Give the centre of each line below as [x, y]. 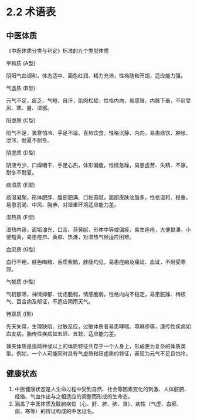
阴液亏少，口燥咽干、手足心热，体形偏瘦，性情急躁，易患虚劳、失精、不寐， [98, 165]
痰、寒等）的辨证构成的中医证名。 [56, 411]
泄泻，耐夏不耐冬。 [29, 140]
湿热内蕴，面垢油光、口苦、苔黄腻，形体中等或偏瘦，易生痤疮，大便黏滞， [96, 230]
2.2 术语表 [31, 12]
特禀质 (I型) [20, 314]
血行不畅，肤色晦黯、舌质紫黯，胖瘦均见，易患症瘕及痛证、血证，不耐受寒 [96, 262]
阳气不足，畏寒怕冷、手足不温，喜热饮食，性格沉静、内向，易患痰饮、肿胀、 [98, 133]
